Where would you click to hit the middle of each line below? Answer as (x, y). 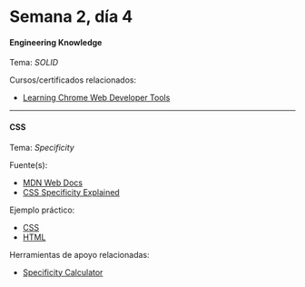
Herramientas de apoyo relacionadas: (79, 254)
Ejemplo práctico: (42, 210)
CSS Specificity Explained (71, 192)
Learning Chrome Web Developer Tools (96, 98)
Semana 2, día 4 (71, 17)
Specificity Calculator (63, 272)
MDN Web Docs (53, 183)
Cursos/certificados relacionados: (73, 80)
